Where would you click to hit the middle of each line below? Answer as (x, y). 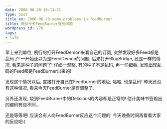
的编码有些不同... (22, 105)
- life (12, 38)
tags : (11, 33)
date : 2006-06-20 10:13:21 (33, 10)
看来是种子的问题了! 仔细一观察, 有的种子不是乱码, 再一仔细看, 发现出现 (84, 65)
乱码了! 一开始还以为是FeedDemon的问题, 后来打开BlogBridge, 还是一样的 (81, 58)
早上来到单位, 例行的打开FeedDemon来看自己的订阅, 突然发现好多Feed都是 (82, 52)
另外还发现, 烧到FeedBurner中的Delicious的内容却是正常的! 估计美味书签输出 (84, 98)
